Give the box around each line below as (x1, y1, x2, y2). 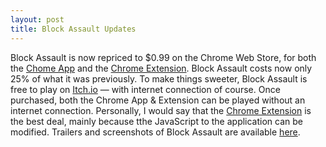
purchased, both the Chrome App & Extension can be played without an (10, 94, 306, 106)
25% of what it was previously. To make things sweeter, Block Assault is (10, 72, 308, 85)
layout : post (10, 14, 65, 25)
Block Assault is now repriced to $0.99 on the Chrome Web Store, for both (10, 51, 317, 63)
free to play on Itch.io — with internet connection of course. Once (10, 83, 281, 95)
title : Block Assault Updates (10, 24, 137, 34)
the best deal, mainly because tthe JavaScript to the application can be (10, 115, 303, 127)
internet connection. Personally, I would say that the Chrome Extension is (10, 104, 312, 116)
